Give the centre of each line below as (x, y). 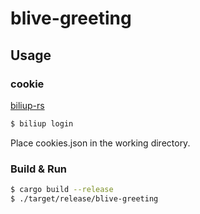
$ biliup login (42, 123)
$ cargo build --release (62, 190)
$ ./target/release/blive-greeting (84, 198)
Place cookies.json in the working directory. (100, 143)
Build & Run (39, 169)
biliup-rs (27, 105)
